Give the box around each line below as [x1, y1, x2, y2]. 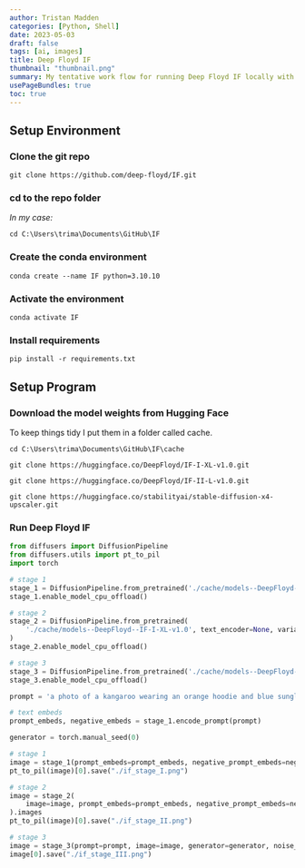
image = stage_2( [9, 791, 75, 800]
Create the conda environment [9, 251, 147, 263]
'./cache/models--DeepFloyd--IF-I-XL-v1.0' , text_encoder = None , [25, 626, 274, 635]
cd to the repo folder [9, 192, 102, 204]
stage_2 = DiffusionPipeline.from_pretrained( [9, 616, 189, 626]
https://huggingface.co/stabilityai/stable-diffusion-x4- [49, 492, 274, 502]
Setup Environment [9, 123, 121, 138]
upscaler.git [9, 500, 59, 509]
